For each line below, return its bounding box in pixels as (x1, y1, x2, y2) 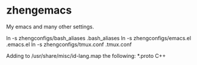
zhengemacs (6, 4, 72, 17)
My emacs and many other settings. (6, 23, 94, 30)
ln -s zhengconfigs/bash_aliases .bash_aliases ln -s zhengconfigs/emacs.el (6, 34, 192, 41)
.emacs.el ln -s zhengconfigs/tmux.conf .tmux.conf (6, 41, 132, 48)
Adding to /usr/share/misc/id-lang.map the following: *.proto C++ (6, 52, 166, 59)
